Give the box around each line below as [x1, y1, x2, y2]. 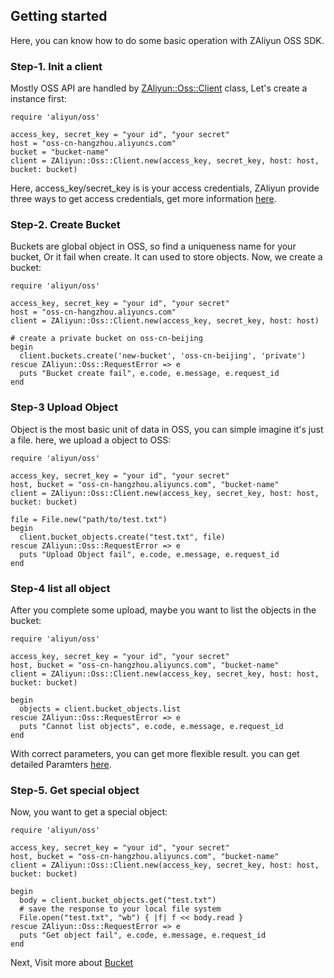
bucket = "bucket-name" [10, 147, 110, 158]
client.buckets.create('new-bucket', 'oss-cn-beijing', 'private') [19, 351, 307, 361]
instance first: [10, 93, 67, 105]
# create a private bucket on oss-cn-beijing [10, 334, 203, 344]
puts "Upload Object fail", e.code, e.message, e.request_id [19, 549, 280, 559]
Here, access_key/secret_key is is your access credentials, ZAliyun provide [10, 182, 320, 194]
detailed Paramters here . [10, 759, 112, 770]
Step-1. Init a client [10, 59, 103, 73]
